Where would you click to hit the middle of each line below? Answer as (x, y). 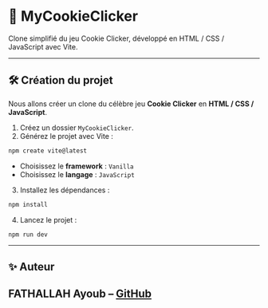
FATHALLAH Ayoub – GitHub (80, 294)
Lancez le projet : (48, 219)
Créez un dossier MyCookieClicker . (77, 128)
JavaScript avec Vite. (43, 46)
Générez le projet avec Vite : (67, 136)
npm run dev (28, 235)
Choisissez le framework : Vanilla (77, 166)
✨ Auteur (32, 267)
